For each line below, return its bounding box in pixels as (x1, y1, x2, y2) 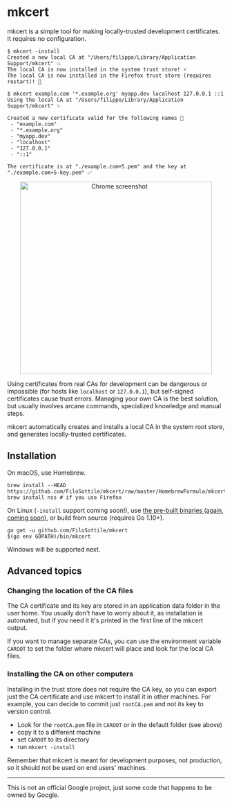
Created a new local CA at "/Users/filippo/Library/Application (7, 53, 196, 61)
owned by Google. (7, 791, 60, 799)
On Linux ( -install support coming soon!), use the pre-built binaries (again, (7, 506, 224, 514)
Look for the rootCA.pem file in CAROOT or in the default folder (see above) (17, 720, 223, 728)
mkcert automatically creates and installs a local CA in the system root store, (7, 422, 225, 430)
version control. (7, 707, 52, 715)
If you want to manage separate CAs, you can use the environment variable (7, 637, 222, 645)
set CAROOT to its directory (17, 735, 90, 744)
